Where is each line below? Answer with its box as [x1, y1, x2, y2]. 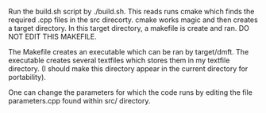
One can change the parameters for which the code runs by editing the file [8, 88, 253, 97]
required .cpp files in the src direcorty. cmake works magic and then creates [8, 15, 258, 24]
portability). [8, 73, 46, 81]
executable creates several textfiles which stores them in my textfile [8, 55, 230, 65]
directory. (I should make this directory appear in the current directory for [8, 64, 249, 73]
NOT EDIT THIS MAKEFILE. [8, 32, 97, 41]
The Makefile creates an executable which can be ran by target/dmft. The [8, 47, 249, 56]
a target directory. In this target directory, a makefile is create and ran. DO [8, 24, 250, 32]
